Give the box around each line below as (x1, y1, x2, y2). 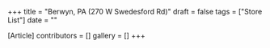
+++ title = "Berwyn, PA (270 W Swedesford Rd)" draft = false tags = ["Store (7, 7, 263, 16)
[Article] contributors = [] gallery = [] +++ (7, 31, 146, 40)
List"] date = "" (7, 15, 58, 25)
